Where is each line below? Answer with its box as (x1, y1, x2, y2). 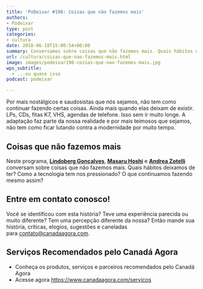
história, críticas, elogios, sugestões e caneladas (6, 223, 128, 230)
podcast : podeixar (6, 76, 53, 82)
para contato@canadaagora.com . (6, 229, 90, 236)
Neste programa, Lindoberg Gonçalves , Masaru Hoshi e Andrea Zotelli (6, 157, 185, 164)
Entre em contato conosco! (6, 194, 111, 204)
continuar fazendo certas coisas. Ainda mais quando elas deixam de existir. (6, 105, 195, 112)
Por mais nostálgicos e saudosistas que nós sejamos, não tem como (6, 98, 176, 106)
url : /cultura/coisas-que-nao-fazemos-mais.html (6, 54, 131, 60)
